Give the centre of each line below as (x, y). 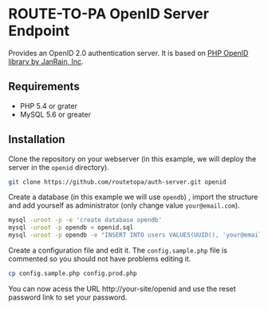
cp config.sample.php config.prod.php (73, 274)
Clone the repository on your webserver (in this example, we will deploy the (132, 159)
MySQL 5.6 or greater (55, 114)
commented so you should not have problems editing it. (100, 259)
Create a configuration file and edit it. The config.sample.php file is (118, 250)
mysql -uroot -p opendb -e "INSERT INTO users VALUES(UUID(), (114, 235)
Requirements (44, 87)
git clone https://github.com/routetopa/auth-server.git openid (117, 182)
